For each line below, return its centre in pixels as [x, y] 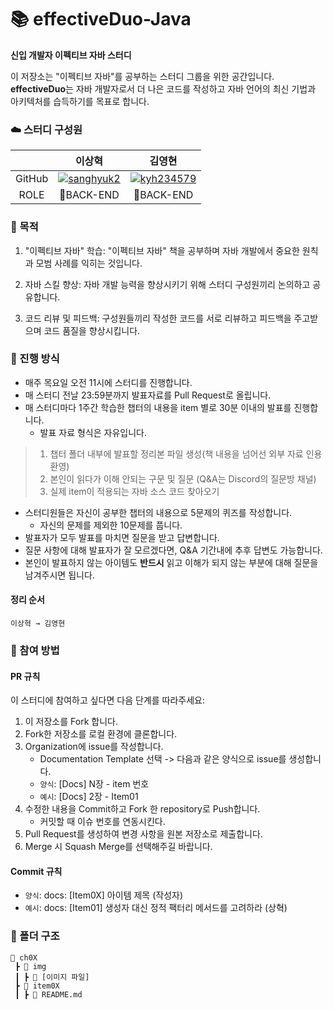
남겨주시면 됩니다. [59, 575]
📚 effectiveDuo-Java [101, 19]
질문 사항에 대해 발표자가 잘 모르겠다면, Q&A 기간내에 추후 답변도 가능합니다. [173, 550]
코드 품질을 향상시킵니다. [92, 330]
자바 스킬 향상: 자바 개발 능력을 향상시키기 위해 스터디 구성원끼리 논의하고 [167, 284]
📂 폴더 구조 [35, 936]
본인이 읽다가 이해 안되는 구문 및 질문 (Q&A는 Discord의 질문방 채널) [183, 478]
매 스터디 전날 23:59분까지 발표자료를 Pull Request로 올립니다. [148, 395]
